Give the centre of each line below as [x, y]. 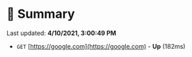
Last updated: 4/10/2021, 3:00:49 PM [61, 33]
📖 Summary [41, 14]
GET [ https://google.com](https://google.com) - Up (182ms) [101, 46]
